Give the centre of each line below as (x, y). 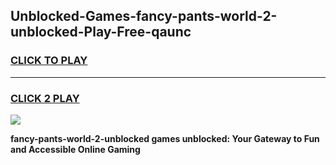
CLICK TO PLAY (49, 61)
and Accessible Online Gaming (75, 149)
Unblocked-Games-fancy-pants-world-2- (144, 16)
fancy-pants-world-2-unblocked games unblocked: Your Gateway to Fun (165, 138)
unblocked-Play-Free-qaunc (101, 32)
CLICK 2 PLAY (45, 98)
